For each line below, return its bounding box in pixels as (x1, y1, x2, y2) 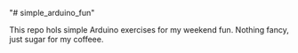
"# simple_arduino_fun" (9, 8, 95, 18)
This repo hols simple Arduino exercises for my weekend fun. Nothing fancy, (9, 25, 289, 34)
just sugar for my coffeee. (9, 34, 104, 44)
